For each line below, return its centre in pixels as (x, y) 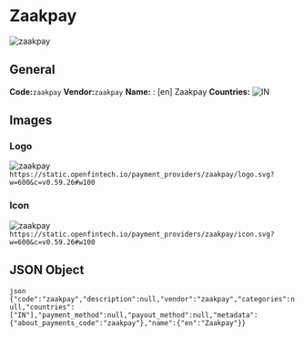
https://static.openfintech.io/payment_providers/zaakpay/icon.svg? (142, 234)
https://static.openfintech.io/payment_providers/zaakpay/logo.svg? (142, 175)
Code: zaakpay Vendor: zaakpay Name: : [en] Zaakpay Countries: (130, 91)
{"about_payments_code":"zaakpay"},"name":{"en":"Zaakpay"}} (128, 323)
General (33, 70)
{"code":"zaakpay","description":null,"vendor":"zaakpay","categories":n (152, 299)
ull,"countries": (42, 307)
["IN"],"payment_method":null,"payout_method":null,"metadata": (134, 315)
